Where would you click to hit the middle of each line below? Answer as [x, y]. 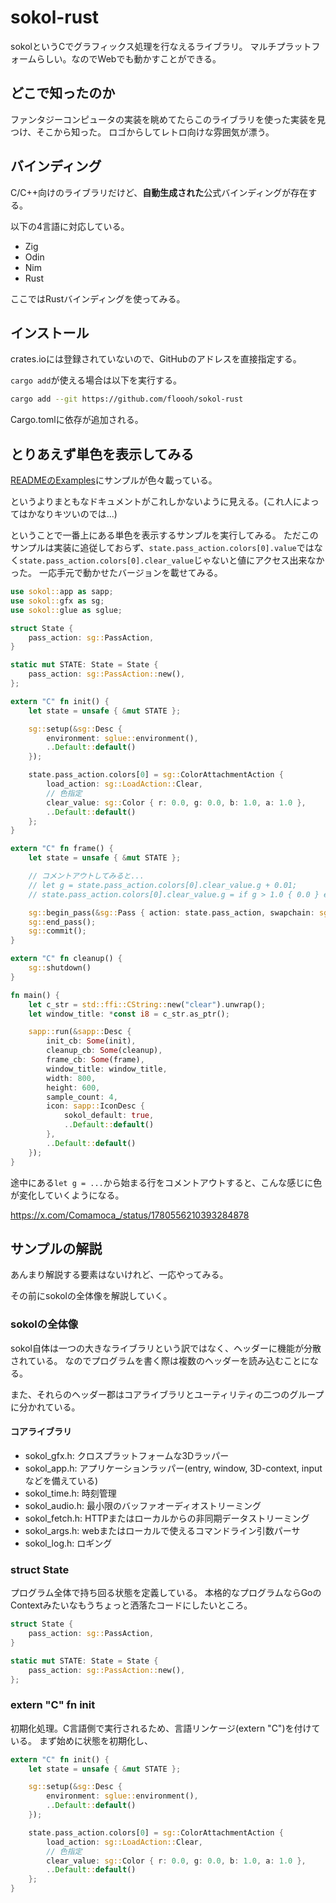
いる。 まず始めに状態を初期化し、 [81, 1740]
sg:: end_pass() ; [62, 922]
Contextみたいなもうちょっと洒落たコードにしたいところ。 [131, 1605]
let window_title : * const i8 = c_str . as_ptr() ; [129, 1014]
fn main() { [35, 995]
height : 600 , [73, 1087]
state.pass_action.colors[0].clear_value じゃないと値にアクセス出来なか [172, 560]
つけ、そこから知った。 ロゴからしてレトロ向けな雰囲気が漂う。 [142, 132]
